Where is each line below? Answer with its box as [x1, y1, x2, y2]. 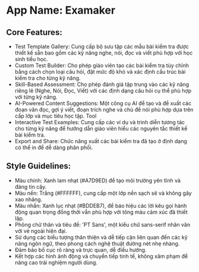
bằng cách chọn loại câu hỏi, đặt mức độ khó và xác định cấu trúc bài [14, 68, 186, 75]
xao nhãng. [14, 195, 43, 203]
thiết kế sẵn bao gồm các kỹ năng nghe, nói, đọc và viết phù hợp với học [14, 49, 193, 56]
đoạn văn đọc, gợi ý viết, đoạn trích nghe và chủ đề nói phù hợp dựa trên [14, 106, 194, 113]
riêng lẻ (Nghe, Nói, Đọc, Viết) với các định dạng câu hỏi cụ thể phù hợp [14, 87, 192, 94]
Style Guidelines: [6, 161, 71, 171]
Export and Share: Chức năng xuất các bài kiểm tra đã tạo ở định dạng [14, 138, 187, 144]
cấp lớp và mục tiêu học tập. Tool [14, 112, 97, 119]
